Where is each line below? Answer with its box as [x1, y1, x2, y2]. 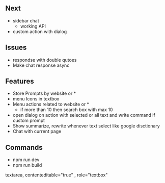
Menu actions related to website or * [12, 101, 90, 108]
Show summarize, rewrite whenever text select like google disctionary [12, 123, 160, 129]
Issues [5, 43, 27, 52]
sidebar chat [12, 17, 39, 23]
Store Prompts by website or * [12, 90, 76, 96]
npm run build [12, 162, 42, 168]
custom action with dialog [12, 28, 67, 35]
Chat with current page [12, 128, 62, 135]
